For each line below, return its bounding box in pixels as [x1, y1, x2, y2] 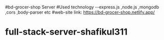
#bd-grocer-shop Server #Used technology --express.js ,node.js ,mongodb [5, 4, 159, 10]
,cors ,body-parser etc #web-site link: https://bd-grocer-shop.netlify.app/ [5, 9, 155, 15]
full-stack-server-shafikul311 [5, 26, 127, 38]
